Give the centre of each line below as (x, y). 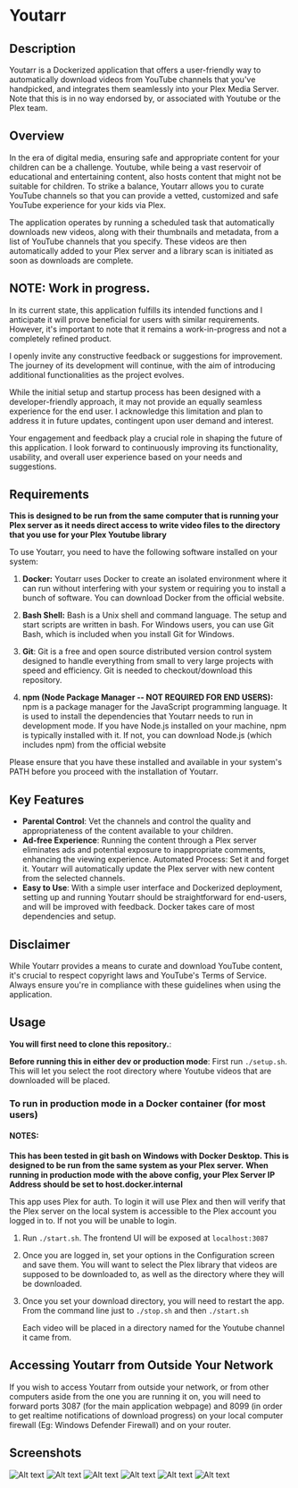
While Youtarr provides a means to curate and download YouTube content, (146, 966)
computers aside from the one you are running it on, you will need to (135, 1396)
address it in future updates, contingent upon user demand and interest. (141, 420)
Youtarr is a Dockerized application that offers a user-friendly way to (135, 70)
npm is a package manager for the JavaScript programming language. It (154, 707)
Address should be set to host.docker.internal (96, 1184)
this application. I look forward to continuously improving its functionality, (144, 447)
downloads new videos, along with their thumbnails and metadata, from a (144, 231)
